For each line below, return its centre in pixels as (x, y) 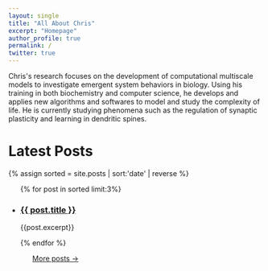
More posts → (55, 259)
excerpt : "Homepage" (43, 31)
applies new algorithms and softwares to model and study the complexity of (134, 102)
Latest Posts (51, 152)
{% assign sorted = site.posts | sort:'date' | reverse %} (99, 173)
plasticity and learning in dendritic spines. (78, 119)
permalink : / (30, 46)
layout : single (34, 16)
